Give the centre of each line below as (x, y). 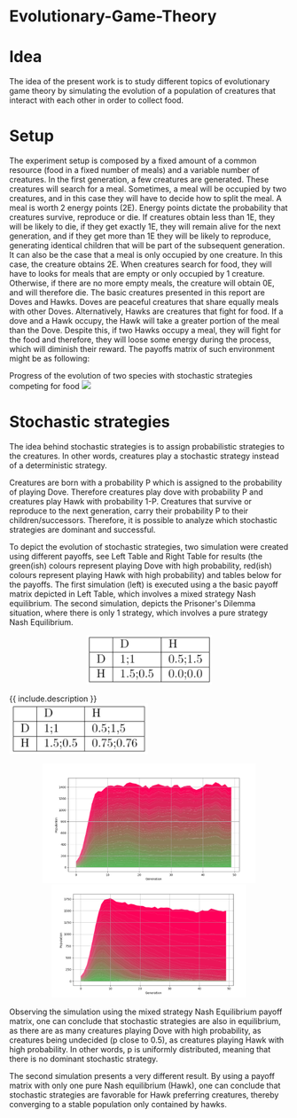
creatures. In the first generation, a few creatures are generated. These (139, 180)
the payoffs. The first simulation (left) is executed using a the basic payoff (144, 584)
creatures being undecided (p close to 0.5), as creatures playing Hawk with (147, 1040)
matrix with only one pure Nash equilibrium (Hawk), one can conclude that (145, 1085)
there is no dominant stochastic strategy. (84, 1059)
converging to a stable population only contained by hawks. (118, 1104)
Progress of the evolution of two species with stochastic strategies (131, 376)
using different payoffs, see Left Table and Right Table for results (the (136, 556)
